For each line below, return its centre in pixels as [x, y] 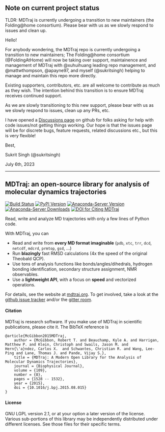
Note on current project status [52, 8]
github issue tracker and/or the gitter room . [49, 299]
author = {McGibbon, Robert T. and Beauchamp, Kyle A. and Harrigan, [87, 340]
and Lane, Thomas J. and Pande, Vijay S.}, [61, 353]
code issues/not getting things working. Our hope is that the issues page [79, 125]
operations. [24, 284]
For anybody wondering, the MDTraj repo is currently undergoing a [73, 49]
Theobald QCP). [28, 258]
